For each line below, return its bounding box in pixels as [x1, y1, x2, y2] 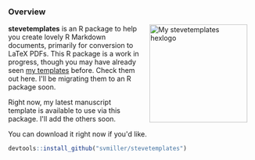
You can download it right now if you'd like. [8, 129, 147, 139]
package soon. [8, 82, 56, 92]
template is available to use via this [8, 106, 121, 115]
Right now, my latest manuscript [8, 97, 112, 107]
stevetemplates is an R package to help [8, 24, 138, 34]
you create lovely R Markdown [8, 32, 106, 42]
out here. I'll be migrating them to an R [8, 74, 131, 84]
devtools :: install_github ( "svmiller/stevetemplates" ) [8, 144, 188, 153]
